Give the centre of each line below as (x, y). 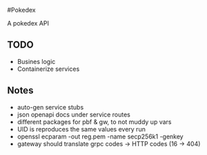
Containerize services (48, 69)
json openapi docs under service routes (74, 114)
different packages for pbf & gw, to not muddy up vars (94, 122)
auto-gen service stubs (50, 107)
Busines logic (36, 61)
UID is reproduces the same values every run (81, 129)
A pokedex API (28, 23)
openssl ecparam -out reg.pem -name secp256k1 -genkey (100, 136)
